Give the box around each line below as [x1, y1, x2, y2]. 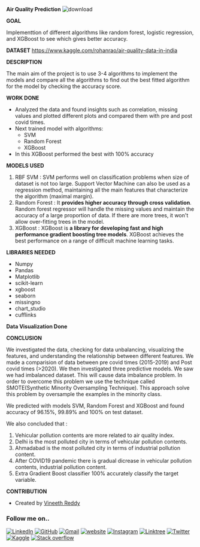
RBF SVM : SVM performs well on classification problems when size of [14, 174, 190, 181]
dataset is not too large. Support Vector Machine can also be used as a [14, 180, 190, 187]
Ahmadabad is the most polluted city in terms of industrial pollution [14, 445, 181, 451]
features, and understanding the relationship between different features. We [6, 352, 194, 359]
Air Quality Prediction [6, 6, 61, 13]
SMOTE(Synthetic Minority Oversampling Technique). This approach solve [6, 384, 190, 391]
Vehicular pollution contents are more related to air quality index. [14, 431, 175, 439]
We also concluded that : [6, 420, 68, 427]
